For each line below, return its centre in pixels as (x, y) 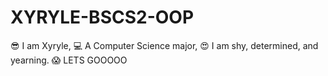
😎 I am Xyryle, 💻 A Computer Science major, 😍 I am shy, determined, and (164, 45)
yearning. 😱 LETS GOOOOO (69, 60)
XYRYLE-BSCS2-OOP (102, 17)
